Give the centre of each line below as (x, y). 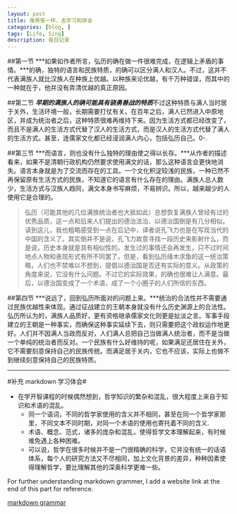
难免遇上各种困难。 (56, 441)
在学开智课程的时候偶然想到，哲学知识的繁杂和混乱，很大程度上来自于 (120, 397)
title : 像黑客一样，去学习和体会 (50, 21)
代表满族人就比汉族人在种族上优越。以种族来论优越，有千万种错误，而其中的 (119, 79)
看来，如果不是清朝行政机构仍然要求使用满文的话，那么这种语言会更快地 (112, 162)
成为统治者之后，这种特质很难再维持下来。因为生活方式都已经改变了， (128, 120)
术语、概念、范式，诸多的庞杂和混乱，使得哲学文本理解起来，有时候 (127, 432)
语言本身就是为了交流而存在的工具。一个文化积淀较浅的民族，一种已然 (121, 171)
